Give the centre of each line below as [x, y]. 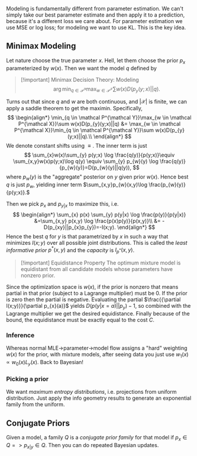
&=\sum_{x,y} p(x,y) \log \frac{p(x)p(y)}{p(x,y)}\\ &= [97, 221]
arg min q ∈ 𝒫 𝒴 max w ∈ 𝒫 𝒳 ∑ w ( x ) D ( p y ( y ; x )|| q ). [107, 90]
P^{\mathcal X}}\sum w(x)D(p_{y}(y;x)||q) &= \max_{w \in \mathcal [99, 124]
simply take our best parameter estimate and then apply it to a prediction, [96, 15]
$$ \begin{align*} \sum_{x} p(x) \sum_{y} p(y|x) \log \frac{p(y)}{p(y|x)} [99, 214]
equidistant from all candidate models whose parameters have [97, 269]
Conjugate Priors [38, 423]
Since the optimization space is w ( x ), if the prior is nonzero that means [92, 287]
